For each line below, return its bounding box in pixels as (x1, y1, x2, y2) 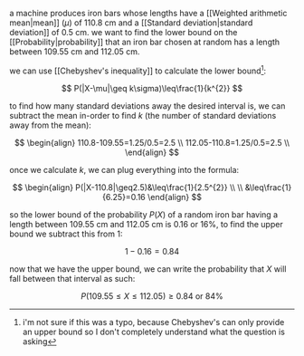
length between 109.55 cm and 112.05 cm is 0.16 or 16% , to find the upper (9, 218, 283, 229)
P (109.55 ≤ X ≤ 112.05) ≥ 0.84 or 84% (81, 290, 223, 302)
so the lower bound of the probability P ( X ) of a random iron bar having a (9, 208, 279, 220)
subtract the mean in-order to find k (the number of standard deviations (9, 110, 277, 120)
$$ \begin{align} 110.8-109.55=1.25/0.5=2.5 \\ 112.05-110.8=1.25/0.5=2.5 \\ (14, 137, 290, 148)
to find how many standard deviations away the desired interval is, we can (9, 100, 286, 111)
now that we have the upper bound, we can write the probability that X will (9, 263, 287, 274)
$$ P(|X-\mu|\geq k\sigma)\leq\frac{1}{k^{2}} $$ (61, 82, 243, 93)
